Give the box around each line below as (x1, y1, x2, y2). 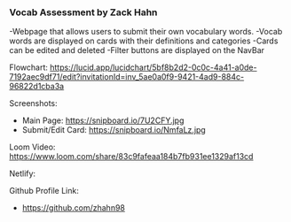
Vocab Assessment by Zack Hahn (9, 6, 158, 19)
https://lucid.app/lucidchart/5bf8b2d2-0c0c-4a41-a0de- (50, 62, 257, 73)
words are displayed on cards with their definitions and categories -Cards (9, 35, 279, 46)
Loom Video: (9, 142, 56, 152)
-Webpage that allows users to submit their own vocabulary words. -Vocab (9, 27, 283, 37)
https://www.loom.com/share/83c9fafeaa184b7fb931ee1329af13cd (9, 151, 254, 162)
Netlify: (9, 168, 36, 179)
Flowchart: (9, 62, 49, 73)
